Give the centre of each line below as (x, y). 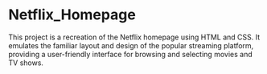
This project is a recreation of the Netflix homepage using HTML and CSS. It (134, 37)
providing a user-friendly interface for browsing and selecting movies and (130, 54)
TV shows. (26, 63)
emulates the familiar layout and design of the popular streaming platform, (131, 45)
